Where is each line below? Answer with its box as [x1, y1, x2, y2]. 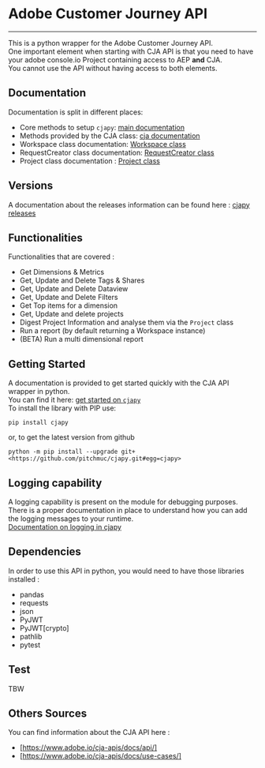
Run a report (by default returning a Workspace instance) [19, 326, 206, 335]
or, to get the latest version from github [8, 433, 136, 442]
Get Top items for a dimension [19, 301, 118, 310]
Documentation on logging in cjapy [8, 523, 122, 531]
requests [19, 598, 49, 608]
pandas [19, 590, 45, 599]
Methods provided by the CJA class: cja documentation [19, 131, 200, 140]
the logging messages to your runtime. [8, 514, 134, 523]
